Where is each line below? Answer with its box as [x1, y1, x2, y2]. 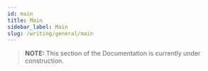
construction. [24, 57, 64, 65]
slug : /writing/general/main [7, 30, 94, 37]
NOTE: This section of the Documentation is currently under [24, 49, 201, 58]
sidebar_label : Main [7, 23, 69, 30]
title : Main [7, 17, 43, 24]
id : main [7, 10, 33, 18]
